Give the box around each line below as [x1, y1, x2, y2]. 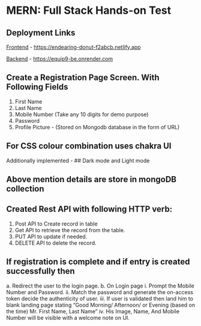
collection [6, 184, 44, 194]
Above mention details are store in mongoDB [6, 174, 177, 185]
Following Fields [6, 82, 68, 92]
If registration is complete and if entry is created [6, 257, 190, 267]
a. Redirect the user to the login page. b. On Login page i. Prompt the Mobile [6, 282, 195, 289]
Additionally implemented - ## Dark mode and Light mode [6, 157, 150, 164]
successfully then [6, 266, 75, 277]
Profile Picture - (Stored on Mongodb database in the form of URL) [14, 123, 180, 131]
